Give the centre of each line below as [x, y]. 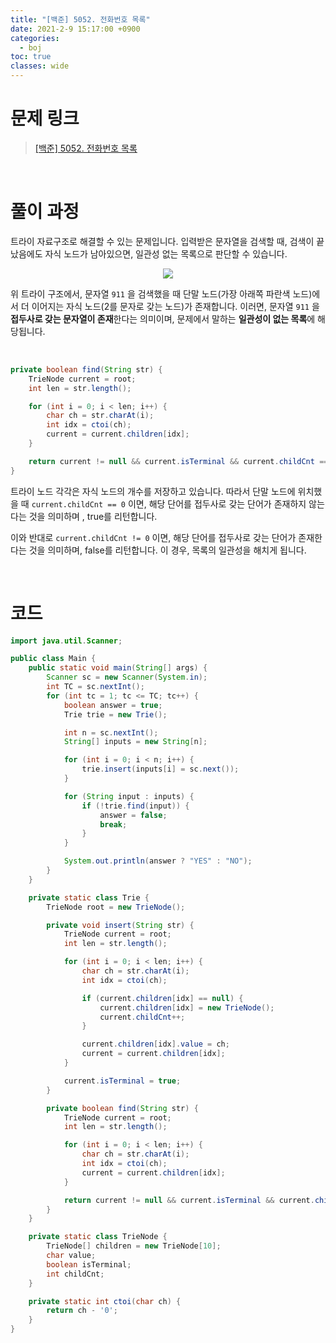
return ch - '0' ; [82, 1311]
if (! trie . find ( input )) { [135, 806]
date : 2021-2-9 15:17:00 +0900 [75, 29]
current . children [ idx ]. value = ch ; [155, 1044]
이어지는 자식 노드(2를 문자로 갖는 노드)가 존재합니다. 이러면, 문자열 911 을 [175, 306]
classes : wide [40, 66]
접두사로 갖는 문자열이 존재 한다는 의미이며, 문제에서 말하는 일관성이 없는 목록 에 [163, 318]
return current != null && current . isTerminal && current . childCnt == [178, 461]
